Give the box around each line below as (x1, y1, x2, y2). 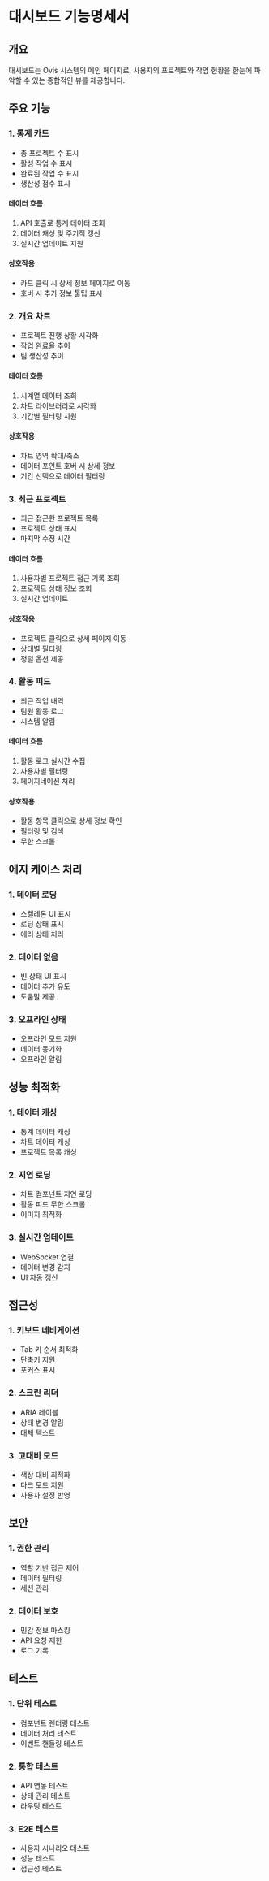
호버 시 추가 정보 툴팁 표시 (19, 288, 103, 298)
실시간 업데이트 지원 (19, 238, 83, 248)
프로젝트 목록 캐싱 (19, 1147, 77, 1157)
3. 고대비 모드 (8, 1450, 59, 1461)
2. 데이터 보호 (8, 1606, 59, 1617)
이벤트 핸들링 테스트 (19, 1738, 83, 1748)
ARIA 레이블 (19, 1407, 59, 1417)
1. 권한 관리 (8, 1543, 49, 1554)
